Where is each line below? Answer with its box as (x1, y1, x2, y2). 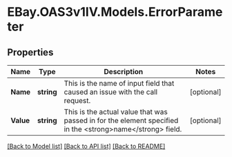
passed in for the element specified (64, 116, 179, 125)
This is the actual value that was (64, 107, 168, 116)
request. (64, 96, 91, 105)
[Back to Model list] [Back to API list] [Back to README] (7, 142, 166, 150)
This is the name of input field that (64, 79, 175, 88)
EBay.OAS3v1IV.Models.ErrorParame (7, 4, 223, 20)
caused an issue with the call (64, 87, 157, 97)
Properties (7, 46, 54, 58)
